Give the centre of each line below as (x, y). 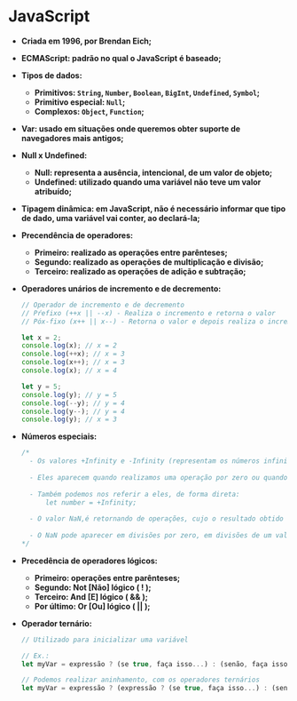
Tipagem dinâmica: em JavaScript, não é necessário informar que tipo (153, 208)
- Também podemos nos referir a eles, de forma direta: (135, 494)
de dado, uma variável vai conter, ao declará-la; (110, 218)
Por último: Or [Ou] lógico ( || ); (92, 606)
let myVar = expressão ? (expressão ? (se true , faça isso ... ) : (144, 689)
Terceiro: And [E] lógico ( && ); (91, 596)
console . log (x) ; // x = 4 (69, 370)
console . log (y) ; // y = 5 (69, 394)
